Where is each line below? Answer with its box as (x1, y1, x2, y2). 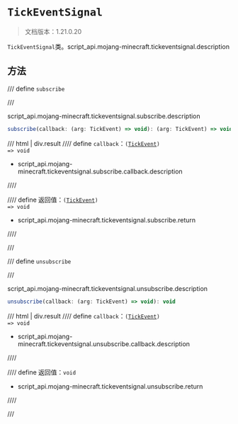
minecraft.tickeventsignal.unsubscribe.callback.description (17, 339, 190, 348)
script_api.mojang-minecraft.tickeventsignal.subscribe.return (17, 215, 196, 224)
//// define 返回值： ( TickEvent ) (7, 195, 98, 204)
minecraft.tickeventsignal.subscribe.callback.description (17, 167, 183, 176)
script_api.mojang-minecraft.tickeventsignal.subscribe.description (7, 112, 200, 120)
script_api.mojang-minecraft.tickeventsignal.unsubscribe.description (7, 284, 208, 292)
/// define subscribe (7, 84, 65, 93)
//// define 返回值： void (7, 367, 76, 377)
